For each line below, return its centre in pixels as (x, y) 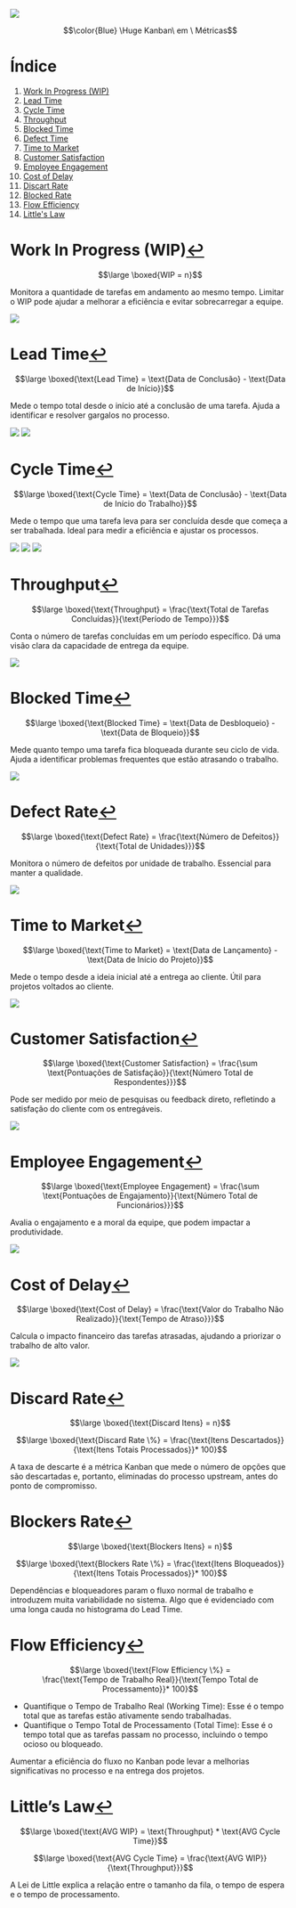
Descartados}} (257, 1440)
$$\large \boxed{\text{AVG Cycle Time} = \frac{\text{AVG (138, 1858)
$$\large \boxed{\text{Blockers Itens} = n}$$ (150, 1546)
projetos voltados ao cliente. (62, 986)
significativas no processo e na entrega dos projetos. (108, 1771)
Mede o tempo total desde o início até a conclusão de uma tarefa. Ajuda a (145, 405)
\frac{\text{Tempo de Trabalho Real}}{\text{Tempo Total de (150, 1680)
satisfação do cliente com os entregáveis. (86, 1109)
